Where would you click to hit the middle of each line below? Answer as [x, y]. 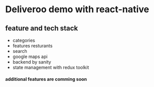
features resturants [32, 46]
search [20, 51]
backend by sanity [32, 62]
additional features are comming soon [46, 79]
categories [24, 40]
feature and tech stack [42, 28]
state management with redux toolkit [51, 67]
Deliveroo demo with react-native [77, 9]
